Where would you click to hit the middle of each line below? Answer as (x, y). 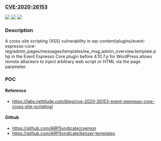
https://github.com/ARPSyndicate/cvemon (54, 128)
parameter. (16, 67)
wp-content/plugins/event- (118, 41)
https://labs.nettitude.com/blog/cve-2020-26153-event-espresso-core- (83, 101)
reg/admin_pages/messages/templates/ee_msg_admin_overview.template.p (80, 51)
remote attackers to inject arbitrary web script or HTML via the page (73, 61)
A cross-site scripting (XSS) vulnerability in (48, 41)
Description (19, 30)
